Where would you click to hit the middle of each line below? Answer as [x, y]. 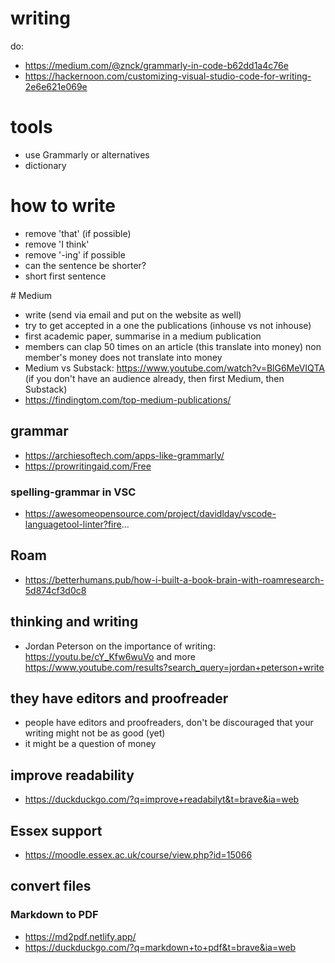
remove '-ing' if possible [75, 254]
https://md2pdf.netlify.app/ [80, 936]
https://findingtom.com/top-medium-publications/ [128, 399]
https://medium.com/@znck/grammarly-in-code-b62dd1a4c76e [156, 65]
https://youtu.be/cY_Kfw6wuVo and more [110, 656]
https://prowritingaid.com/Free [88, 466]
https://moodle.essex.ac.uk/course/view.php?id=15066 [138, 854]
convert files [51, 886]
